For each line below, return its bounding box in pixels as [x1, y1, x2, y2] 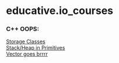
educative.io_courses [6, 4, 114, 17]
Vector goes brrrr [6, 51, 48, 58]
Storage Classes [6, 38, 45, 45]
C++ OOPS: [6, 25, 40, 33]
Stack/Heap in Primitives [6, 44, 65, 51]
